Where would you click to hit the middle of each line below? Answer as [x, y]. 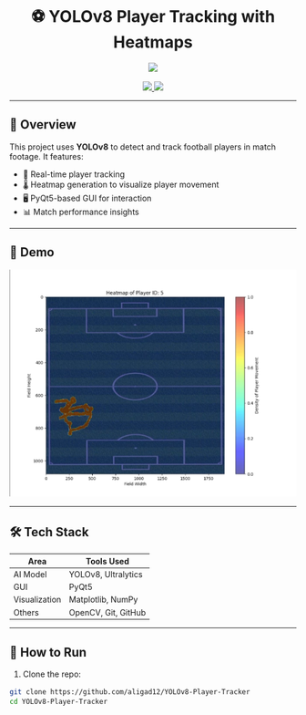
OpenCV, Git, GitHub [107, 612]
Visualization [37, 600]
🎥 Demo [32, 252]
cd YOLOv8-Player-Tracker [58, 701]
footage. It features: [46, 156]
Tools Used [107, 561]
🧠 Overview [43, 124]
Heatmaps [153, 42]
